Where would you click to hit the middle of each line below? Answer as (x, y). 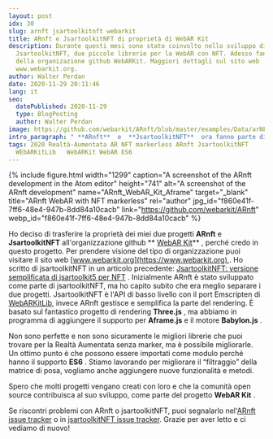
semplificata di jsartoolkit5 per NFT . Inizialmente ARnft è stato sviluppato (131, 277)
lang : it (23, 91)
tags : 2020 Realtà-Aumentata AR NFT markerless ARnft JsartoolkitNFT (129, 144)
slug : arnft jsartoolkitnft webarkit (72, 31)
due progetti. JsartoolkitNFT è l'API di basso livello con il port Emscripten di (134, 294)
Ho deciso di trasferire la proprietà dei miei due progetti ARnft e (115, 234)
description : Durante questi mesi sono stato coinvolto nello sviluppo (132, 46)
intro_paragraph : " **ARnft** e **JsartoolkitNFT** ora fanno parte (132, 137)
